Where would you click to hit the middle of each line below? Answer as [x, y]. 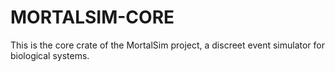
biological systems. [50, 55]
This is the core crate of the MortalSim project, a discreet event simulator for [168, 45]
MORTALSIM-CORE [92, 17]
